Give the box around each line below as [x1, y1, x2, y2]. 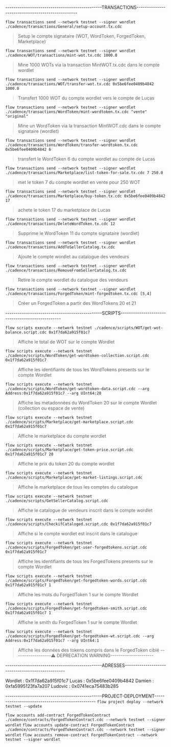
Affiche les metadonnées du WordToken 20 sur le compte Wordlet [17, 400, 157, 405]
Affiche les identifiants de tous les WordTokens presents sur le [17, 367, 150, 372]
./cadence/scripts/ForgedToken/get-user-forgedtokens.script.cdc [5, 545, 147, 550]
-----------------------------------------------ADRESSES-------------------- [5, 662, 166, 668]
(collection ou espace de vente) [17, 405, 85, 411]
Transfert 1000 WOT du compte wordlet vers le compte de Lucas [17, 95, 155, 101]
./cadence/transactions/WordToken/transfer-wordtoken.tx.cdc [5, 142, 138, 148]
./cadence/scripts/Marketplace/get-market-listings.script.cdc [5, 475, 143, 480]
